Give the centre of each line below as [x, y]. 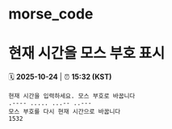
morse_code [51, 14]
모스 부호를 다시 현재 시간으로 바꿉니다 [65, 112]
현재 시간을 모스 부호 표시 [87, 54]
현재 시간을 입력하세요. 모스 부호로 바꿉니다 [72, 96]
